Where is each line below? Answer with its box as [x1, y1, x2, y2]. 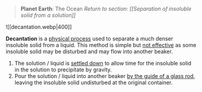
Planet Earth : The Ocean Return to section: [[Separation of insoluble [20, 5, 192, 12]
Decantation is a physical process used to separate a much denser [5, 35, 174, 42]
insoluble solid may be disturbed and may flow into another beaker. [5, 48, 173, 55]
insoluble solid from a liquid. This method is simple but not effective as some [5, 42, 197, 48]
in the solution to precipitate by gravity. [14, 66, 112, 73]
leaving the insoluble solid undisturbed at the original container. [14, 79, 173, 86]
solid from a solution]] [20, 11, 76, 19]
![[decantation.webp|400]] [5, 24, 72, 30]
